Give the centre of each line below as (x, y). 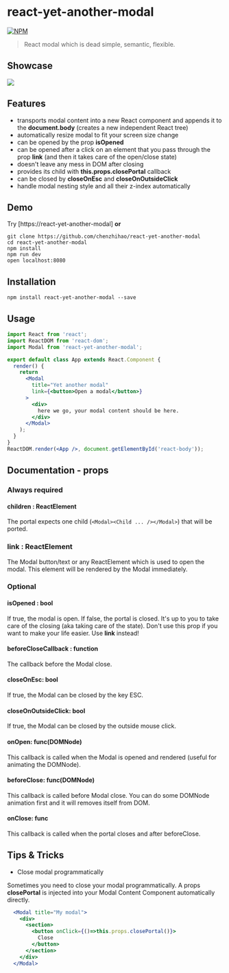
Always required (35, 490)
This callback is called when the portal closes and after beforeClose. (104, 834)
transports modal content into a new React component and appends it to (119, 120)
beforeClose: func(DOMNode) (51, 780)
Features (26, 104)
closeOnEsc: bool (33, 680)
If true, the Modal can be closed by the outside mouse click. (92, 726)
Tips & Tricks (36, 855)
